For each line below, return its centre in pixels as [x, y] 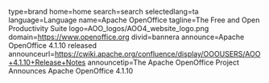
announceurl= [31, 54]
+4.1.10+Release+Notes [47, 62]
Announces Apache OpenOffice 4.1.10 [71, 71]
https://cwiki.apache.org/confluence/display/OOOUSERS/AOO [157, 54]
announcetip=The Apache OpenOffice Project [163, 62]
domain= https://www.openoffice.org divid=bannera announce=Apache [126, 37]
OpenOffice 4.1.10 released [52, 45]
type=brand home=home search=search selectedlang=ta [103, 12]
